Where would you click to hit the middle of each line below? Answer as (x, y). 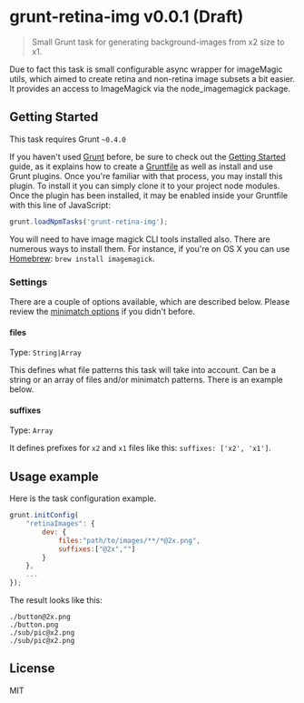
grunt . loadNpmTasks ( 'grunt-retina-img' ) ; (89, 221)
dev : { (54, 532)
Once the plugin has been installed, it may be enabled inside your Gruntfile (149, 195)
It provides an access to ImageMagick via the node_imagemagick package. (150, 88)
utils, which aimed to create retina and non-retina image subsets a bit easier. (152, 78)
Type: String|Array (45, 353)
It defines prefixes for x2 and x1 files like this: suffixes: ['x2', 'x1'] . (141, 448)
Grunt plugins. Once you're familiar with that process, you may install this (146, 176)
